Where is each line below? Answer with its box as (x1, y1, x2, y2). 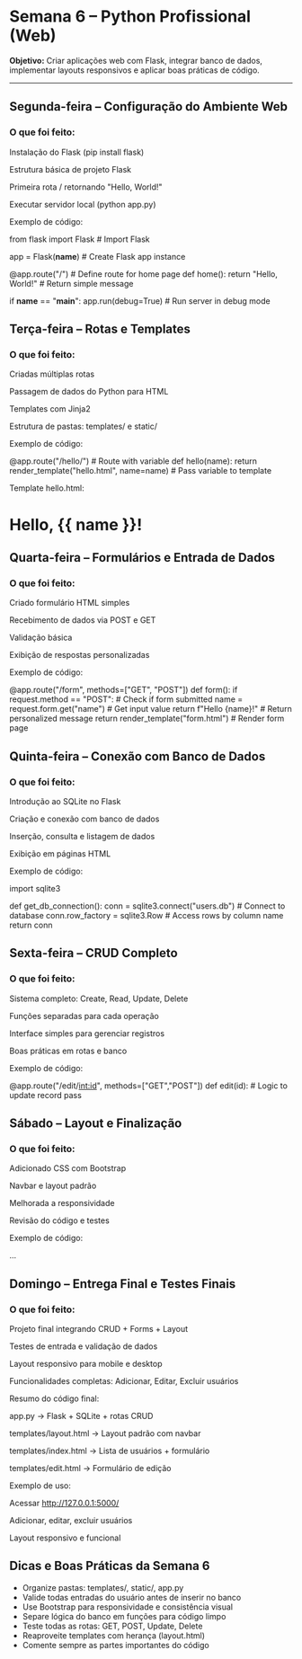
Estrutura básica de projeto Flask (9, 164, 132, 174)
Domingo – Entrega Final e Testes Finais (9, 1276, 236, 1291)
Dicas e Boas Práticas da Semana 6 (9, 1558, 210, 1574)
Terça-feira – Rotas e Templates (9, 322, 191, 337)
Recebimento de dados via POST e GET (9, 615, 156, 625)
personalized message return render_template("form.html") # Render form (9, 713, 285, 724)
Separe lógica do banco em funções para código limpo (22, 1610, 226, 1621)
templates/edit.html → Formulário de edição (9, 1462, 172, 1473)
